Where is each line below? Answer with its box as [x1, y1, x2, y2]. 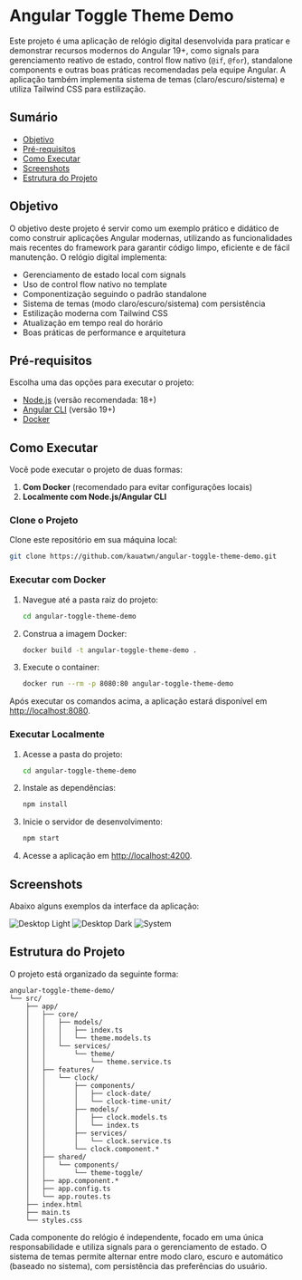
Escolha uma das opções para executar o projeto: [9, 377, 194, 388]
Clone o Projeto [9, 514, 79, 526]
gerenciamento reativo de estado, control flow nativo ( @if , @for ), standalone [9, 54, 293, 65]
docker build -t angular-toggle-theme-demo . [22, 645, 197, 655]
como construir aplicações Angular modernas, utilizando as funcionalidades [9, 232, 293, 243]
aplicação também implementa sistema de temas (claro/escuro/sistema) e [9, 73, 285, 84]
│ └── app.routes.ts [25, 1192, 111, 1201]
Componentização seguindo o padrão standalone [22, 288, 207, 299]
